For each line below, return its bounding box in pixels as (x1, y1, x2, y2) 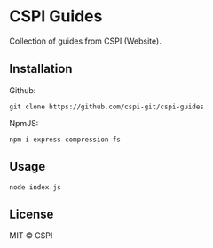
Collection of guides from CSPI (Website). (9, 36, 162, 46)
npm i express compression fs (9, 135, 122, 144)
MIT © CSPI (9, 230, 53, 241)
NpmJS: (9, 117, 39, 128)
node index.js (9, 182, 62, 192)
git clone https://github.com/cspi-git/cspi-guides (9, 102, 204, 111)
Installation (9, 61, 73, 76)
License (9, 206, 54, 221)
